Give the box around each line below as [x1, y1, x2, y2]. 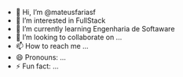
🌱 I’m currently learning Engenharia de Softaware [15, 24, 175, 33]
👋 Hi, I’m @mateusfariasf [15, 8, 96, 16]
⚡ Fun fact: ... [15, 61, 59, 71]
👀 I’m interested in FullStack [15, 16, 106, 25]
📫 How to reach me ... [15, 42, 89, 50]
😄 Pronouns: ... [15, 53, 67, 62]
